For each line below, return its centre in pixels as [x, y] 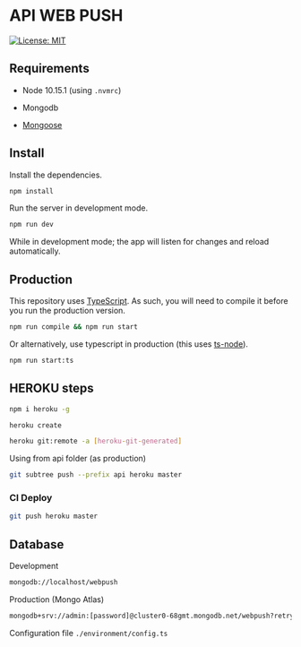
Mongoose [42, 125]
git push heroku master [54, 516]
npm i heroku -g [39, 409]
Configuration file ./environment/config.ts [89, 633]
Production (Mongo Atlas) [57, 600]
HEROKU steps [52, 388]
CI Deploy [31, 498]
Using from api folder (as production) [77, 459]
